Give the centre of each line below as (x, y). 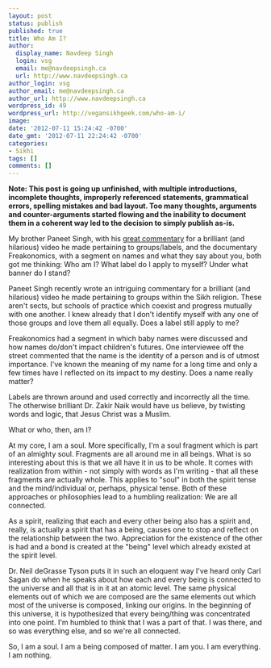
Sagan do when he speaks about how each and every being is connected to (135, 580)
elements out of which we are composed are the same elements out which (132, 597)
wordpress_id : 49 (38, 106)
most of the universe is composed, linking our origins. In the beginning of (130, 605)
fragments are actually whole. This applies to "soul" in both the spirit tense (132, 480)
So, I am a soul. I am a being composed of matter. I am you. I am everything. (134, 647)
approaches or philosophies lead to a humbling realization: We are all (123, 497)
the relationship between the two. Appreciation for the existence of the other (135, 538)
